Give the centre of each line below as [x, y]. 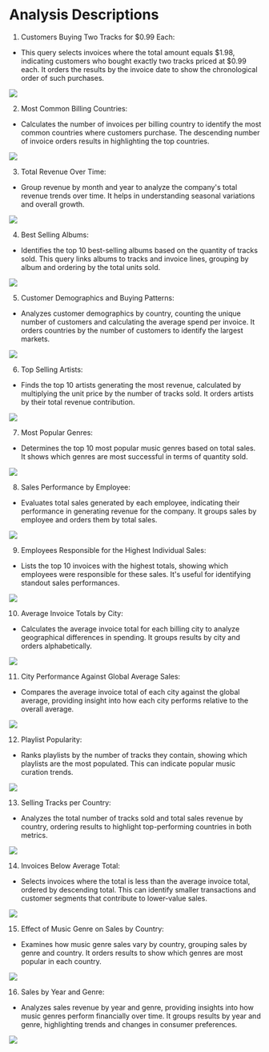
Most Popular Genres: [56, 432]
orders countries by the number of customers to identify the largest [132, 330]
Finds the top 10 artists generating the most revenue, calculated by [131, 385]
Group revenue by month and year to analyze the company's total [129, 187]
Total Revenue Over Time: [63, 171]
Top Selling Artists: [52, 369]
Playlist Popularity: [51, 740]
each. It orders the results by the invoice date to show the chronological [139, 69]
